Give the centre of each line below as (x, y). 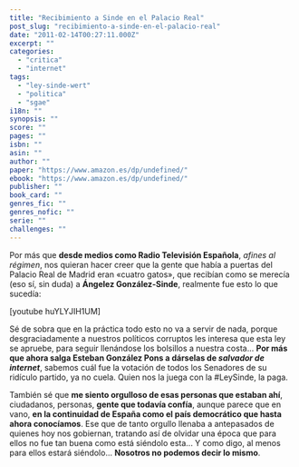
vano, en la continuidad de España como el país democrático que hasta (146, 413)
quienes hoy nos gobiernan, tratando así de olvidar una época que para (143, 433)
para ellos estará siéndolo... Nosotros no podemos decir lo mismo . (135, 452)
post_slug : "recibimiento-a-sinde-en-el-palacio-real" (115, 26)
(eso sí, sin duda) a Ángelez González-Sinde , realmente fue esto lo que (144, 283)
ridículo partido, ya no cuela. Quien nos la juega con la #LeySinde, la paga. (149, 377)
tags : (19, 77)
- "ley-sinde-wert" (54, 85)
